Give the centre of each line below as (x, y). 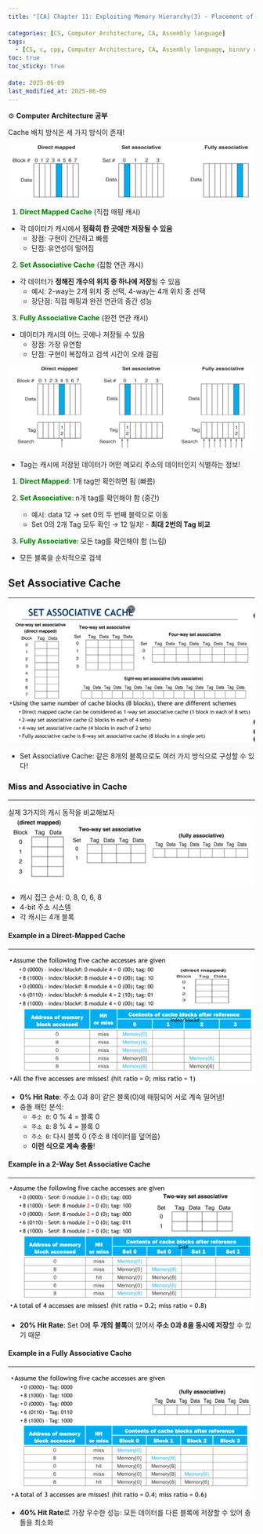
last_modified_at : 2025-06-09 (58, 91)
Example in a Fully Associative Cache (70, 1353)
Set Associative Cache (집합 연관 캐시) (81, 265)
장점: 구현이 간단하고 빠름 (70, 238)
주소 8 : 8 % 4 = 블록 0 (65, 1126)
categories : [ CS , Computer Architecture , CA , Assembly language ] (117, 33)
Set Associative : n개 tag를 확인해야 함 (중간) (90, 498)
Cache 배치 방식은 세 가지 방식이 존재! (67, 132)
